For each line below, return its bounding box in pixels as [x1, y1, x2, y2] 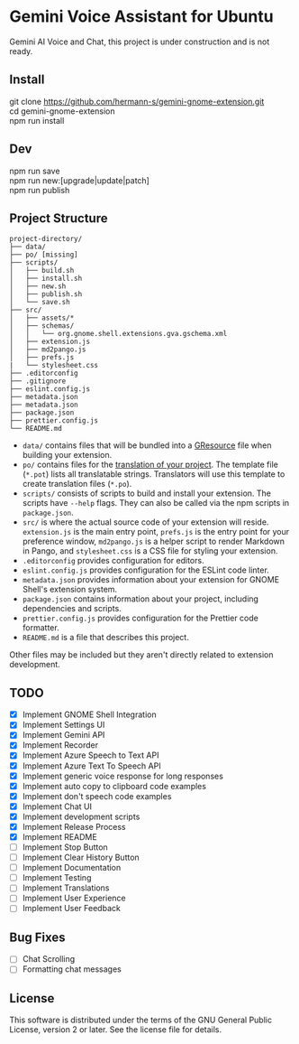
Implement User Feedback [22, 903, 122, 914]
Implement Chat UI [22, 801, 93, 812]
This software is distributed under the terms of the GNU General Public [9, 1014, 273, 1026]
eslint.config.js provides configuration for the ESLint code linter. [22, 564, 270, 575]
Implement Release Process [22, 821, 126, 832]
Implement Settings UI [22, 720, 105, 731]
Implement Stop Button [22, 842, 108, 853]
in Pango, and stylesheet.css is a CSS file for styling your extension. [22, 545, 278, 556]
